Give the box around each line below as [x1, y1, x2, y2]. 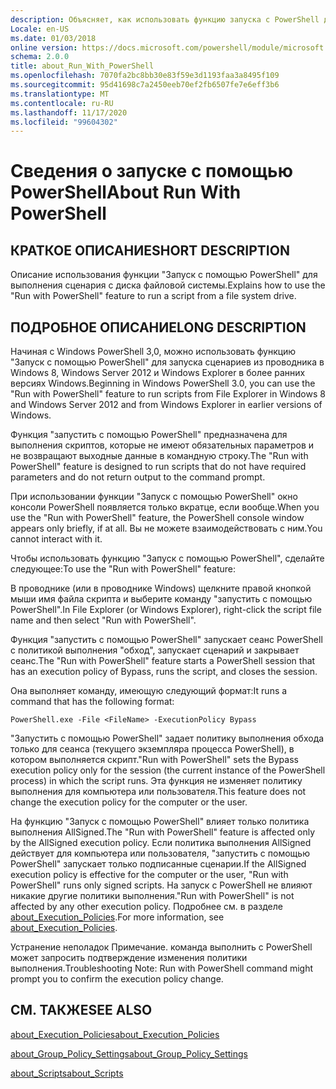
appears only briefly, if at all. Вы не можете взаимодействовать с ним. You [10, 522, 323, 535]
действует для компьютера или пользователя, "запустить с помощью [10, 847, 310, 860]
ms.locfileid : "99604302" [10, 117, 118, 127]
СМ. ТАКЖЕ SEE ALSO [10, 1002, 153, 1019]
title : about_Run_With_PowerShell [10, 61, 155, 71]
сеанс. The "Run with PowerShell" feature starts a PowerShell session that [10, 655, 316, 667]
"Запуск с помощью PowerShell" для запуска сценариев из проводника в [10, 356, 325, 368]
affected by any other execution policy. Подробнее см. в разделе [10, 901, 283, 913]
